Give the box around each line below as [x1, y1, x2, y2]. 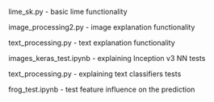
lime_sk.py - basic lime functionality [8, 7, 128, 16]
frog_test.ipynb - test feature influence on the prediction [8, 84, 195, 94]
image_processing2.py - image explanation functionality [8, 22, 195, 31]
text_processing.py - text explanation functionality [8, 38, 175, 47]
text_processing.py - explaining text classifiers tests [8, 69, 182, 79]
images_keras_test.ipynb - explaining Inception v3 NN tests [8, 54, 206, 63]
